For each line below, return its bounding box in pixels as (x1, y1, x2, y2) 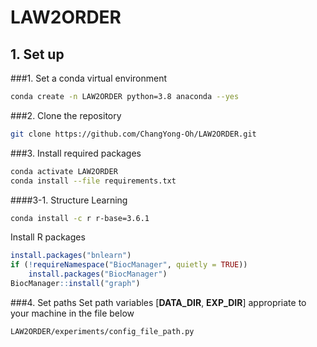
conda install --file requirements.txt (10, 176, 177, 186)
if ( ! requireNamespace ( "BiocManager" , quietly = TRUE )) (10, 260, 248, 270)
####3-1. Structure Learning (10, 194, 128, 206)
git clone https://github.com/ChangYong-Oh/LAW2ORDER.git (10, 129, 257, 139)
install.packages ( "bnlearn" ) (10, 251, 132, 261)
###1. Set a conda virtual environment (10, 72, 168, 84)
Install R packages (10, 231, 86, 243)
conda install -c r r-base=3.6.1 (10, 213, 150, 223)
